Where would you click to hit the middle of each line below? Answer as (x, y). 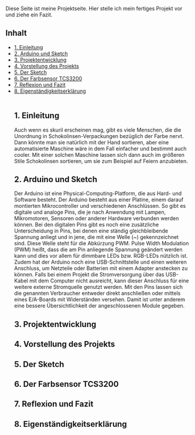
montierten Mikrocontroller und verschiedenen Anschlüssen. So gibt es (100, 206)
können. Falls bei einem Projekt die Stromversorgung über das (89, 275)
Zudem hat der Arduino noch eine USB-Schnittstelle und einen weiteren (100, 262)
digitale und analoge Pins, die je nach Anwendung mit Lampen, (90, 212)
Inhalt (16, 33)
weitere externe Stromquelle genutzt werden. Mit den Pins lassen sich (98, 287)
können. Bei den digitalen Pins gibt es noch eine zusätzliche (86, 225)
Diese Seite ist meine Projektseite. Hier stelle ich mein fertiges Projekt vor (94, 9)
